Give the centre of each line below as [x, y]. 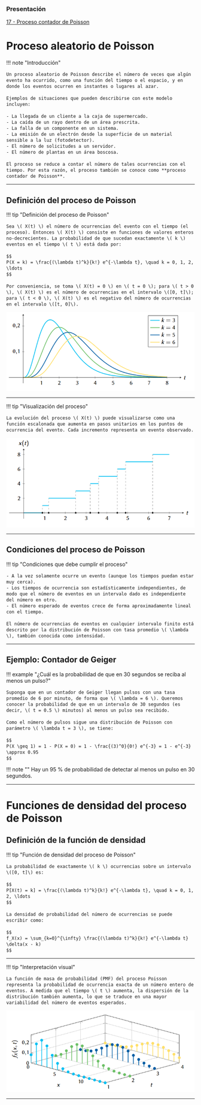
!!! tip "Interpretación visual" [41, 967]
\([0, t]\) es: [25, 872]
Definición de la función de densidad [76, 840]
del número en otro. [32, 600]
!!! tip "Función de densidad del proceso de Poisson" [71, 855]
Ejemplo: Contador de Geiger [61, 660]
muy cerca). [21, 582]
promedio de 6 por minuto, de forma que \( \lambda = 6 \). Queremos [95, 698]
